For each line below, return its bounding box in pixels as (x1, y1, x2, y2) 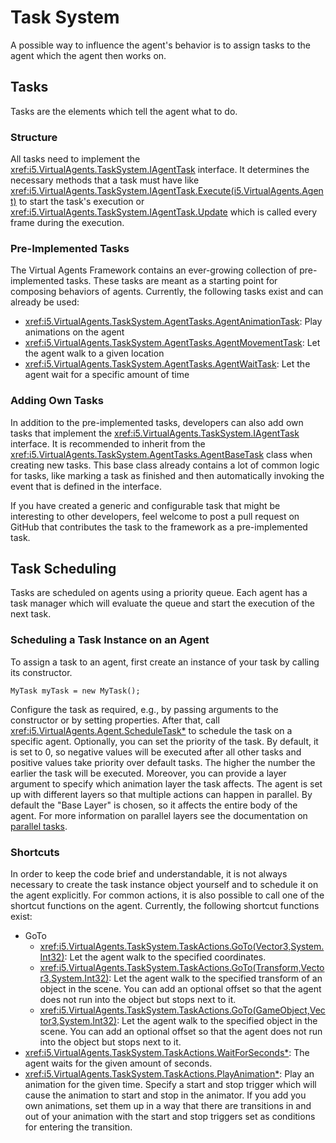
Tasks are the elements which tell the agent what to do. (10, 105, 238, 117)
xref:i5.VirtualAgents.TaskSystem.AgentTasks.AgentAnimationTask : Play (24, 316, 323, 328)
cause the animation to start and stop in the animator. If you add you (24, 1089, 307, 1101)
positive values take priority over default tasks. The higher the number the (10, 756, 316, 768)
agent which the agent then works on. (10, 49, 167, 61)
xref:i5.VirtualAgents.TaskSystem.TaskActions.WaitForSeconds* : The (24, 1047, 310, 1059)
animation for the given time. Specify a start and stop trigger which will (24, 1079, 317, 1091)
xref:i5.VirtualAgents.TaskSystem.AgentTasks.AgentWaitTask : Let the (24, 358, 311, 370)
